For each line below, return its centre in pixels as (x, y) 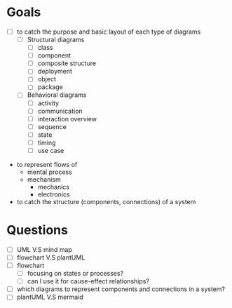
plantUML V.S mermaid (50, 297)
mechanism (44, 179)
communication (60, 111)
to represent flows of (47, 164)
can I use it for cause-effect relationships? (88, 281)
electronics (54, 194)
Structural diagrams (56, 40)
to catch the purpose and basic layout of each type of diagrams (109, 32)
